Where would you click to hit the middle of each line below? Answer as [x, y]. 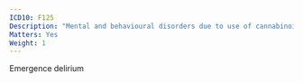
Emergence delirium [46, 69]
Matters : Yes [34, 34]
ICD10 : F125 [32, 18]
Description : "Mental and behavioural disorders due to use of [131, 26]
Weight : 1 [28, 43]
